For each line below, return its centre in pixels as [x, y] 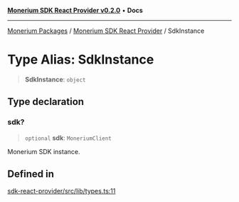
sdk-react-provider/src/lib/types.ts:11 [62, 191]
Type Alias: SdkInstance [81, 60]
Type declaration [46, 102]
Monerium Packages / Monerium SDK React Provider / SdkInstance [106, 31]
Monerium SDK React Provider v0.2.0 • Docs [75, 10]
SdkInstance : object [55, 79]
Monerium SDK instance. [44, 151]
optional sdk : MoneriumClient [68, 138]
